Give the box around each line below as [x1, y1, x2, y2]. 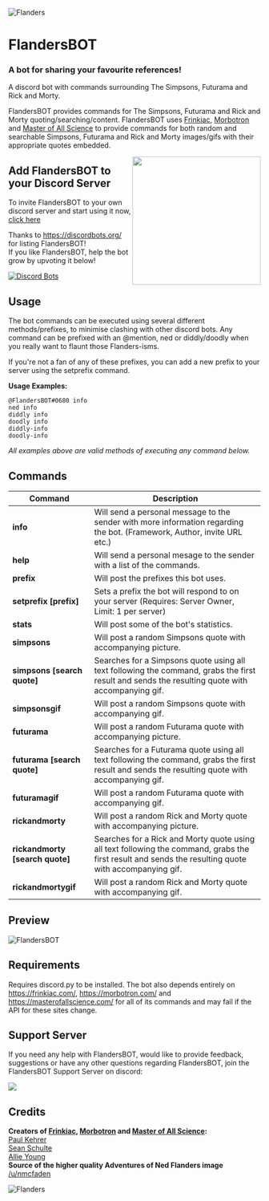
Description [152, 493, 199, 504]
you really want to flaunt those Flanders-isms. [8, 342, 160, 351]
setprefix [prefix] [12, 595, 79, 607]
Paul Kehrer [8, 1135, 47, 1145]
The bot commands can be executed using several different [8, 316, 206, 326]
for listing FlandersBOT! [8, 239, 86, 249]
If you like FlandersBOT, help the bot [8, 247, 129, 257]
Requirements [8, 959, 80, 972]
